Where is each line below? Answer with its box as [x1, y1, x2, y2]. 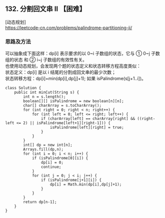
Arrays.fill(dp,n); [23, 147, 64, 152]
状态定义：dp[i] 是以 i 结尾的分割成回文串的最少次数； [5, 69, 116, 75]
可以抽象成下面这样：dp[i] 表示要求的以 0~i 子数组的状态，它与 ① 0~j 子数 [5, 51, 160, 57]
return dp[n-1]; [23, 199, 57, 204]
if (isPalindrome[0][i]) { [31, 156, 88, 161]
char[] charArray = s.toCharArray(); [23, 103, 101, 108]
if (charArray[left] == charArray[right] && [40, 116, 135, 121]
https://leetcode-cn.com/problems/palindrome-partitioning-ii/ [5, 25, 132, 31]
